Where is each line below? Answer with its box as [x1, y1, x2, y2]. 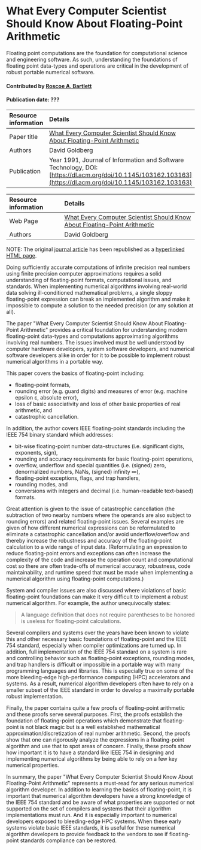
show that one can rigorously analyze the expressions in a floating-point [6, 736, 184, 743]
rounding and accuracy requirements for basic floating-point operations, [14, 455, 194, 462]
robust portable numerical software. [6, 68, 95, 75]
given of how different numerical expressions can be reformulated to [6, 524, 175, 531]
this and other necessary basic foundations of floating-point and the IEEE [6, 635, 187, 642]
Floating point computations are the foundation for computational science [6, 49, 188, 56]
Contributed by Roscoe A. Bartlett [6, 82, 92, 89]
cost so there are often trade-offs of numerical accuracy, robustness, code [6, 562, 191, 570]
